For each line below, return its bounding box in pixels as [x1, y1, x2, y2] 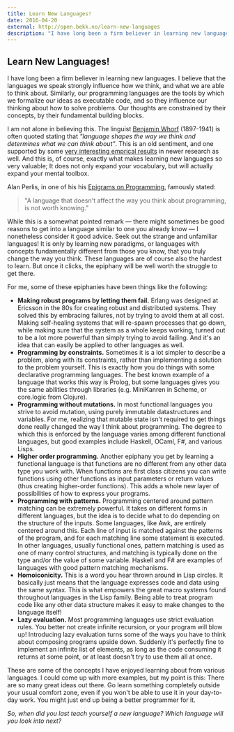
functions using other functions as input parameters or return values [17, 474, 214, 483]
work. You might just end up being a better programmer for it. [19, 696, 196, 704]
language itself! [17, 608, 62, 617]
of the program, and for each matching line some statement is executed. [17, 534, 225, 542]
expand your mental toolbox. [7, 169, 89, 178]
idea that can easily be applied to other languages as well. [17, 341, 185, 349]
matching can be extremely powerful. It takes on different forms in [17, 504, 208, 513]
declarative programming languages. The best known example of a [17, 371, 210, 379]
